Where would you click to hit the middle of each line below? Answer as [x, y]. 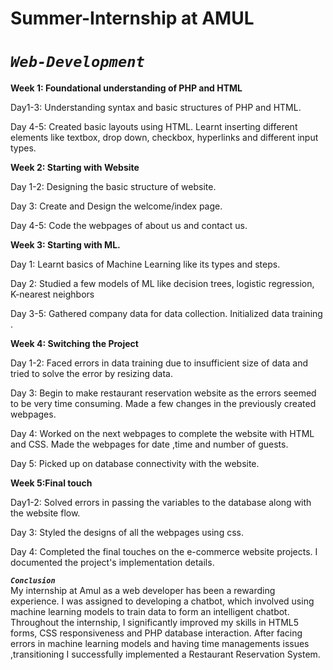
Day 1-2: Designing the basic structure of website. [113, 187]
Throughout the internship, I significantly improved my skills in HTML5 [155, 623]
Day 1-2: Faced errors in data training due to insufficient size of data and [159, 363]
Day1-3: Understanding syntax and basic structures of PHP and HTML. [156, 108]
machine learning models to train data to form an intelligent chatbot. [150, 612]
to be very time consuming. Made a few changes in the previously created [163, 404]
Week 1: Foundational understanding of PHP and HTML [126, 88]
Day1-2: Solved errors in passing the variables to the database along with [161, 503]
